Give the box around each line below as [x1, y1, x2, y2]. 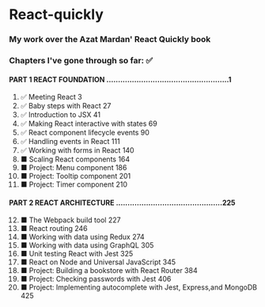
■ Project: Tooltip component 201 [20, 172, 131, 181]
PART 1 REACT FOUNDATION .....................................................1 [9, 74, 232, 84]
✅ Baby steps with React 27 [20, 101, 112, 111]
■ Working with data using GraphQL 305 [20, 241, 154, 250]
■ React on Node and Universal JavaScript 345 [20, 257, 176, 267]
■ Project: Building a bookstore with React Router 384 [20, 266, 198, 275]
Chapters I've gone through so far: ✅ [9, 55, 153, 66]
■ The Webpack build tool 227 [20, 215, 121, 225]
